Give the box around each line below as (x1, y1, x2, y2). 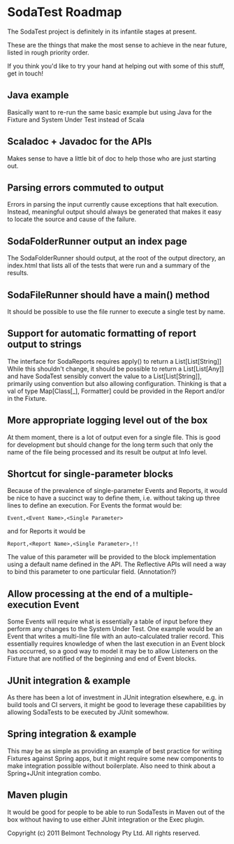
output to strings (7, 339, 82, 350)
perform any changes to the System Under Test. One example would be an (7, 625, 223, 633)
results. (7, 269, 29, 277)
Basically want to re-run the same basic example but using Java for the (7, 108, 212, 116)
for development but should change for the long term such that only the (7, 440, 214, 449)
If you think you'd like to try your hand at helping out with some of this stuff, (7, 61, 225, 70)
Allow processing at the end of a (7, 588, 151, 600)
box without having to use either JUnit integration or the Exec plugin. (7, 815, 205, 824)
